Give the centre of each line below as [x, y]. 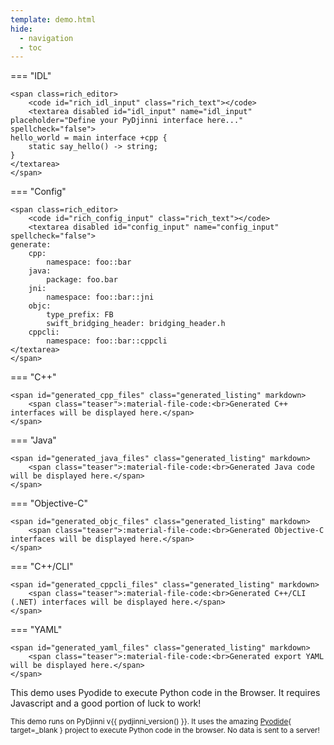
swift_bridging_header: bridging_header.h [136, 324]
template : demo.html [53, 19]
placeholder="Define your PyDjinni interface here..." [127, 121]
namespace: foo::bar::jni [100, 297]
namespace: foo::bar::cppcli [107, 341]
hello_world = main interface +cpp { [89, 138]
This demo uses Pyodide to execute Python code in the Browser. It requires [165, 693]
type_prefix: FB [80, 315]
